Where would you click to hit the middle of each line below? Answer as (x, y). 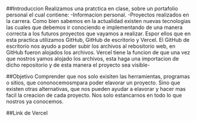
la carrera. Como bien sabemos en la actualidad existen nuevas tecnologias (99, 21)
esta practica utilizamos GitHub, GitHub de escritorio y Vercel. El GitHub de (98, 40)
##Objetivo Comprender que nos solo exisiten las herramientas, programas (98, 76)
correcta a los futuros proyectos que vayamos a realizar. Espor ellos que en (99, 34)
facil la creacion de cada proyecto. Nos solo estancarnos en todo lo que (94, 95)
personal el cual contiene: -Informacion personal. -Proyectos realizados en (98, 15)
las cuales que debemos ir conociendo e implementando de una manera (94, 27)
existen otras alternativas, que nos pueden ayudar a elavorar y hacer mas (96, 89)
